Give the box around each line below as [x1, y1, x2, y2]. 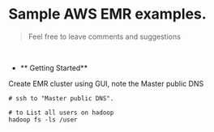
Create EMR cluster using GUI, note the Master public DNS [8, 79, 204, 88]
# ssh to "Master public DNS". [8, 94, 114, 102]
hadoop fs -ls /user [8, 115, 79, 124]
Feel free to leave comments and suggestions [28, 32, 181, 41]
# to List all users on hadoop [8, 109, 114, 117]
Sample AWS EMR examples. [8, 5, 207, 23]
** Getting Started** [19, 62, 88, 73]
